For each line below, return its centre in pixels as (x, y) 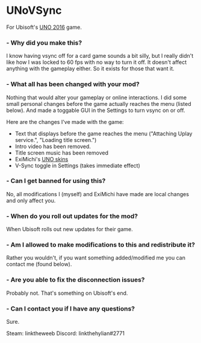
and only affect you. (31, 200)
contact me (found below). (39, 264)
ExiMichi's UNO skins (42, 159)
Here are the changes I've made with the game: (65, 122)
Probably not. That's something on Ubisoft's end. (67, 293)
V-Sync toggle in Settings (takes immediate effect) (77, 165)
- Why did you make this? (44, 43)
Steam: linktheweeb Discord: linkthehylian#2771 (66, 333)
